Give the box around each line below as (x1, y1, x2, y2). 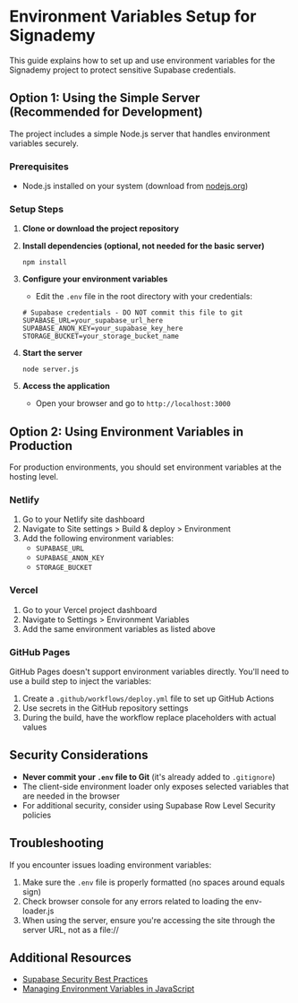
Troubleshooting (9, 835, 105, 851)
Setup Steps (9, 203, 64, 215)
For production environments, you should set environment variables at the (9, 462, 282, 472)
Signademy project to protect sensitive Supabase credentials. (9, 65, 236, 75)
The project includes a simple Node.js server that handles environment (9, 128, 270, 139)
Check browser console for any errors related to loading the (21, 895, 243, 906)
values (21, 722, 47, 732)
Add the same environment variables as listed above (21, 623, 217, 634)
